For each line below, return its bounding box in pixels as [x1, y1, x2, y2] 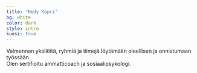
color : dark [6, 20, 36, 26]
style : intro [6, 25, 39, 32]
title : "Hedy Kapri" [6, 8, 59, 15]
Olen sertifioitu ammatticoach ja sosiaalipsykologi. [6, 60, 131, 68]
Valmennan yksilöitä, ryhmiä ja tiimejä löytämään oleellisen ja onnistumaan [6, 47, 192, 54]
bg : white [6, 14, 31, 20]
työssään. [6, 54, 31, 61]
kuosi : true [6, 31, 36, 37]
